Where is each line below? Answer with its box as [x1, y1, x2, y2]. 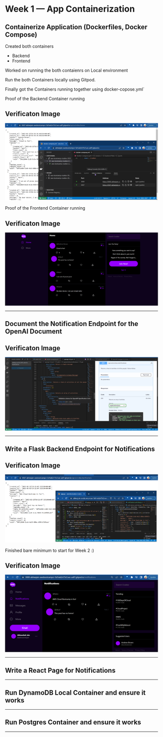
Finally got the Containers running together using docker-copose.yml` [5, 86, 145, 92]
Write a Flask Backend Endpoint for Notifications [5, 445, 155, 453]
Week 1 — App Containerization [5, 3, 135, 15]
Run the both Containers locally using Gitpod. [5, 77, 96, 82]
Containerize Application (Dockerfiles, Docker [5, 23, 147, 31]
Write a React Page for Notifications [5, 666, 115, 675]
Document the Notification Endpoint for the [5, 320, 138, 328]
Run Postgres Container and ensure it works [5, 718, 142, 727]
